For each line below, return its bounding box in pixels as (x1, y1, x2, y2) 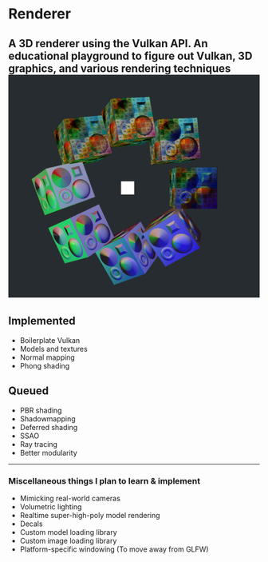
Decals (19, 519, 43, 528)
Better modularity (19, 448, 77, 457)
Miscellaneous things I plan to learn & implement (8, 475, 201, 486)
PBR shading (19, 405, 62, 415)
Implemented (8, 314, 76, 328)
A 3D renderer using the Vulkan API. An (8, 37, 209, 50)
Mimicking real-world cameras (19, 493, 121, 503)
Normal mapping (19, 353, 76, 362)
